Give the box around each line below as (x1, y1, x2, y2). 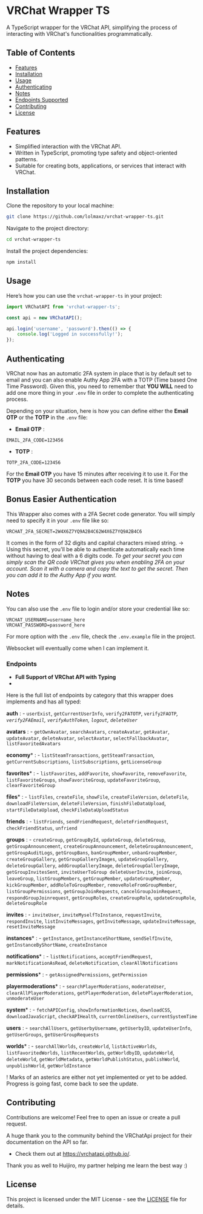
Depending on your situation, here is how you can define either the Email (6, 407, 189, 414)
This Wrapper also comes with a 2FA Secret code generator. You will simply (6, 510, 195, 517)
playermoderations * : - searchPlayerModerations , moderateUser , (6, 982, 166, 990)
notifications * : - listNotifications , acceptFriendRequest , (6, 953, 153, 960)
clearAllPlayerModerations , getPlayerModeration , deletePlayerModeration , (6, 989, 193, 996)
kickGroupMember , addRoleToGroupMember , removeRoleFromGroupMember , (6, 880, 177, 888)
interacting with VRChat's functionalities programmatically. (6, 30, 153, 37)
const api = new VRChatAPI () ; (6, 315, 83, 321)
